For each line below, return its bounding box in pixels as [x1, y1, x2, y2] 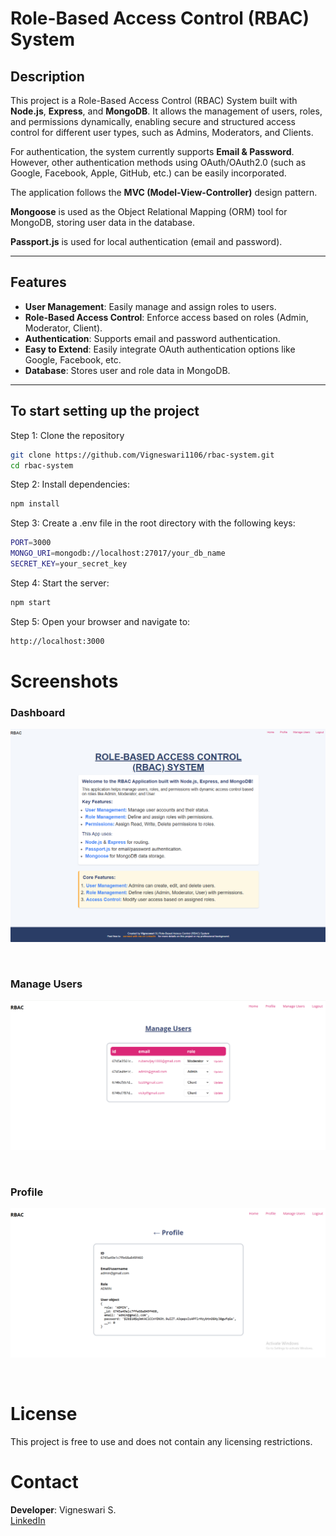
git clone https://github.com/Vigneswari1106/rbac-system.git [10, 450, 275, 460]
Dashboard [10, 705, 66, 719]
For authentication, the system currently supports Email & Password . [10, 146, 295, 157]
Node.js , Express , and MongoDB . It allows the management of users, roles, [10, 105, 323, 117]
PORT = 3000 [10, 538, 52, 548]
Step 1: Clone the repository [10, 429, 125, 441]
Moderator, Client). [24, 322, 103, 334]
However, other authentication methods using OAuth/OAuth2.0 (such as [10, 157, 307, 168]
